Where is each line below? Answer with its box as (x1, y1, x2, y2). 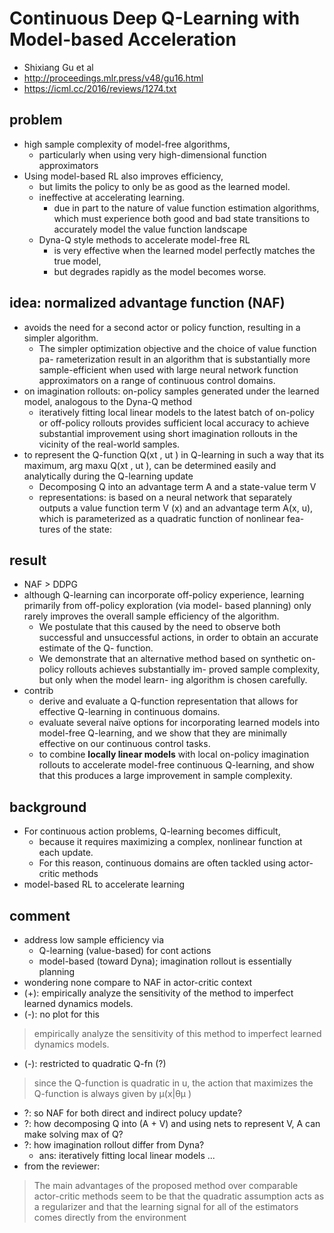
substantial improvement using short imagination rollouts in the (38, 427, 298, 439)
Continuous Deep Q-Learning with (9, 7, 301, 30)
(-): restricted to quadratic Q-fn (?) (23, 1058, 167, 1069)
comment (9, 907, 71, 924)
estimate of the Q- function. (38, 642, 154, 654)
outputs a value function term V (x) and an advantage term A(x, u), (38, 502, 314, 514)
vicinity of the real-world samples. (38, 438, 181, 450)
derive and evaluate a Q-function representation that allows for (38, 695, 299, 707)
